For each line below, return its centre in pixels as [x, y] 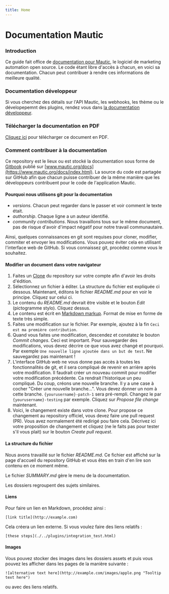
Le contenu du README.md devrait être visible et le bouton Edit [79, 303]
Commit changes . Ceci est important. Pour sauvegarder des [75, 340]
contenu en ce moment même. [37, 465]
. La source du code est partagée [127, 172]
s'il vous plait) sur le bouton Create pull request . [62, 432]
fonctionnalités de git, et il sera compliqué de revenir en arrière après [84, 367]
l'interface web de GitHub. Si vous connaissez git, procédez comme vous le [84, 248]
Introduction [21, 51]
